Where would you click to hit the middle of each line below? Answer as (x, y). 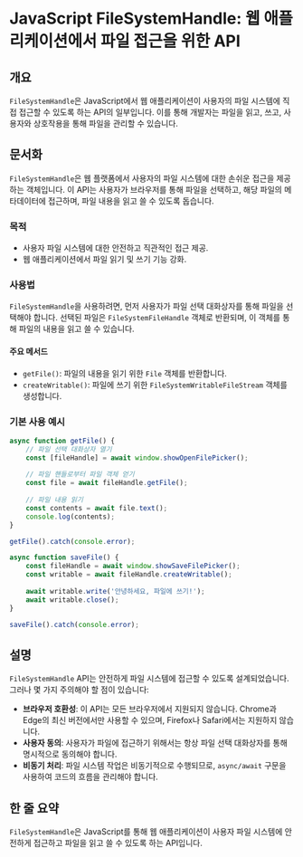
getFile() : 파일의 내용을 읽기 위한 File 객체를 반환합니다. (125, 373)
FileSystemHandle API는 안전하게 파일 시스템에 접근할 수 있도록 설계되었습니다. (149, 679)
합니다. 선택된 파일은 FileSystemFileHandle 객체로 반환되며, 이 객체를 (156, 318)
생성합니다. (42, 395)
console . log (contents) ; (71, 517)
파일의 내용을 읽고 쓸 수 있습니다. (76, 329)
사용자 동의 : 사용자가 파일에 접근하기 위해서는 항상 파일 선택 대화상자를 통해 (155, 743)
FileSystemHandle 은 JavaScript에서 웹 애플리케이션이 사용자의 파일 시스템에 (145, 101)
